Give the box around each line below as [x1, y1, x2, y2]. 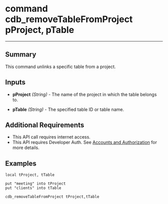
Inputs [5, 78, 26, 86]
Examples [5, 159, 36, 167]
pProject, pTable [5, 24, 74, 35]
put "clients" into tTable [5, 185, 61, 190]
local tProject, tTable [5, 172, 55, 177]
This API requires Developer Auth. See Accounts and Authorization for [12, 139, 157, 145]
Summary [5, 50, 36, 59]
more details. [12, 144, 40, 150]
